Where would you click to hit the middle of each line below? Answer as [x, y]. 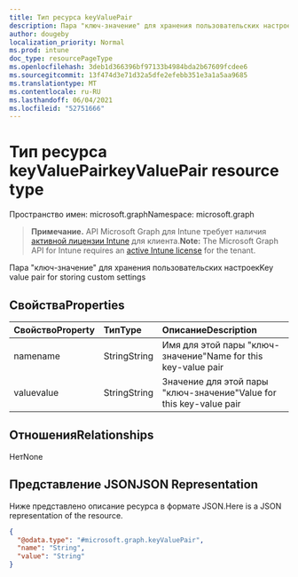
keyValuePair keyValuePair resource [144, 171]
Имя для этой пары [204, 345]
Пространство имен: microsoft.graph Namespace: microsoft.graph [132, 215]
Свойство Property [55, 330]
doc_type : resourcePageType [61, 59]
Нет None [26, 456]
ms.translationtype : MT [53, 83]
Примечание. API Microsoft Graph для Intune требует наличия [149, 232]
